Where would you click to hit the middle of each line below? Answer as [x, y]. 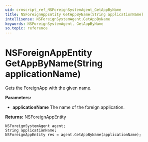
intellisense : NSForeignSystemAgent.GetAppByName [58, 19]
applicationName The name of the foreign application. [69, 107]
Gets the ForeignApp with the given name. [48, 88]
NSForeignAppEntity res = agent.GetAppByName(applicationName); [73, 135]
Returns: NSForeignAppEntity [36, 117]
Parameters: [18, 98]
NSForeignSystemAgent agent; [35, 126]
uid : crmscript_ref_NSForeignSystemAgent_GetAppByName [63, 10]
